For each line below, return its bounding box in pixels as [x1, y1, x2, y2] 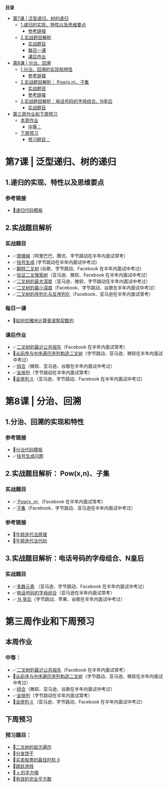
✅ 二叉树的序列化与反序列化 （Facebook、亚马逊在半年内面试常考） [12, 291, 154, 297]
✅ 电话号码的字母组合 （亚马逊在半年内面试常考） [12, 590, 115, 596]
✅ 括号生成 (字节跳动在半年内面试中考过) [12, 259, 97, 265]
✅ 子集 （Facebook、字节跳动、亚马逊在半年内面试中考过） [12, 504, 136, 511]
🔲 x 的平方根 [12, 770, 39, 776]
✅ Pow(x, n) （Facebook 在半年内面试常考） [12, 498, 106, 504]
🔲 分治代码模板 [12, 447, 43, 453]
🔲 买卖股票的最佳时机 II [12, 757, 60, 763]
